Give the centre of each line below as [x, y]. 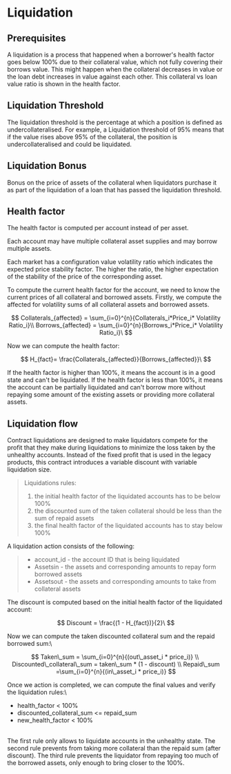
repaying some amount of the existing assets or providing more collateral [111, 395]
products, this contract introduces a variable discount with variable [102, 462]
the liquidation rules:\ [37, 692]
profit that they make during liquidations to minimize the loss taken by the [111, 448]
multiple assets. [29, 249]
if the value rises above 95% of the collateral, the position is [92, 136]
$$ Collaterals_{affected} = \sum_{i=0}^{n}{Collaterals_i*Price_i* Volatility [116, 318]
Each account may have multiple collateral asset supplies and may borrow [112, 241]
